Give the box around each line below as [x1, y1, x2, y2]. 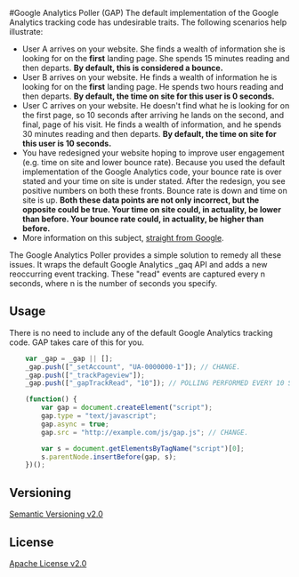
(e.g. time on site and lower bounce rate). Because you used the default [21, 157, 286, 167]
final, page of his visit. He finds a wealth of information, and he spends [21, 119, 282, 130]
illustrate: [9, 27, 44, 36]
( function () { [25, 395, 77, 404]
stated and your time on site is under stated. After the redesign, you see [21, 176, 287, 186]
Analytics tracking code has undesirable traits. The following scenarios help [9, 17, 287, 28]
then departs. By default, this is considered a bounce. [21, 62, 224, 73]
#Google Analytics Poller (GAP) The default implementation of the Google [9, 8, 279, 18]
